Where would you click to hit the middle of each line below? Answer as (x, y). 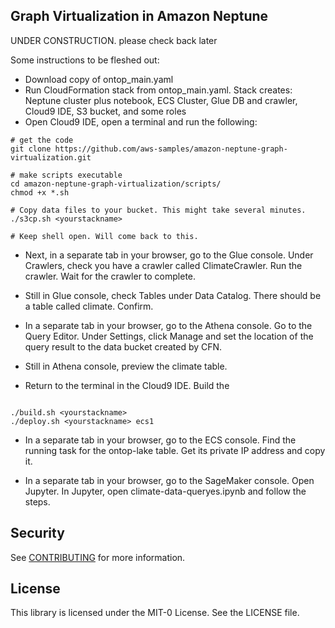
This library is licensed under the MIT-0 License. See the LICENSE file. (155, 613)
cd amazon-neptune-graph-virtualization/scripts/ (116, 184)
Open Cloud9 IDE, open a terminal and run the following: (141, 121)
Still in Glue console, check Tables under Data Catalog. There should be (173, 295)
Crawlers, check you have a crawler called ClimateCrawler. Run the (163, 265)
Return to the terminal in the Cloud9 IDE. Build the (127, 385)
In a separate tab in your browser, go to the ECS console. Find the (160, 440)
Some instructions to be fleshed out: (85, 60)
